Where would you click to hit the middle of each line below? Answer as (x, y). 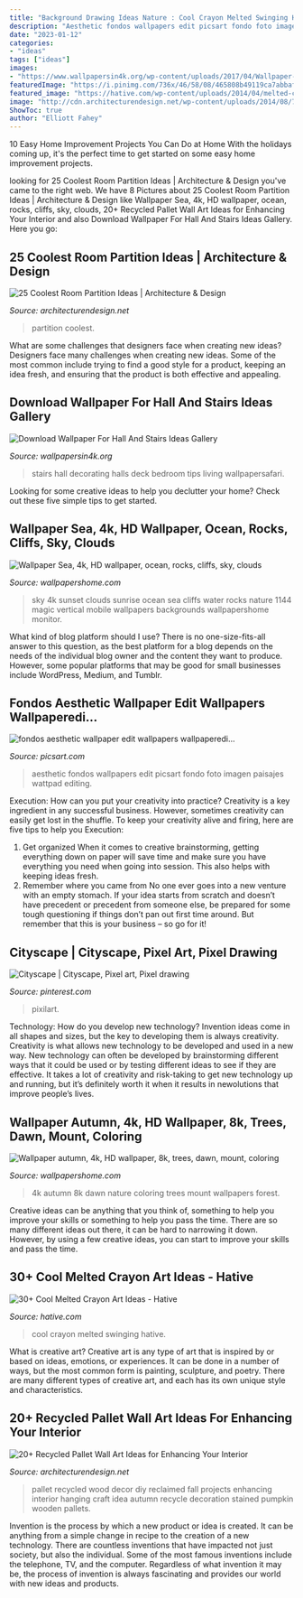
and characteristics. (46, 1389)
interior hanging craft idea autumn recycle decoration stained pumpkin (162, 1499)
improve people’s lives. (52, 1094)
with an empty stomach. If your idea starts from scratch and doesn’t (148, 896)
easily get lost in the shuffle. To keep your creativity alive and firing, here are (151, 820)
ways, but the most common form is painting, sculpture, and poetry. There (147, 1370)
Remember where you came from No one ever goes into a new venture (154, 886)
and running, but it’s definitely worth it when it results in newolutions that (144, 1084)
